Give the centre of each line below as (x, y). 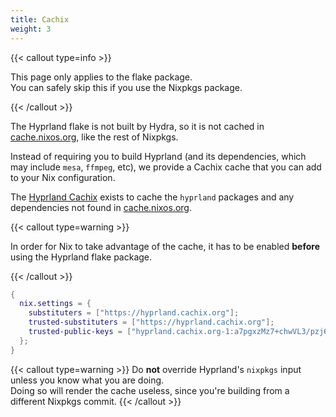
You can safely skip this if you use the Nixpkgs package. (126, 87)
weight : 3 (31, 29)
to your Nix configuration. (63, 177)
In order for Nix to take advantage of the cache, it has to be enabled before (165, 246)
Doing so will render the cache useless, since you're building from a (150, 390)
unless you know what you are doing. (87, 380)
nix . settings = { (55, 304)
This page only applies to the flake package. (101, 77)
